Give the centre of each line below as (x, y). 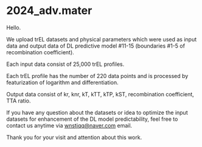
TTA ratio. (19, 101)
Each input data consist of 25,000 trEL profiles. (65, 64)
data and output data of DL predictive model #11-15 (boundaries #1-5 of (96, 46)
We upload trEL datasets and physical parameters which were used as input (101, 39)
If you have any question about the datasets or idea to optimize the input (97, 112)
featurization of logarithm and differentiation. (62, 82)
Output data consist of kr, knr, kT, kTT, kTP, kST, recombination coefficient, (100, 94)
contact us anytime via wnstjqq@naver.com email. (69, 125)
